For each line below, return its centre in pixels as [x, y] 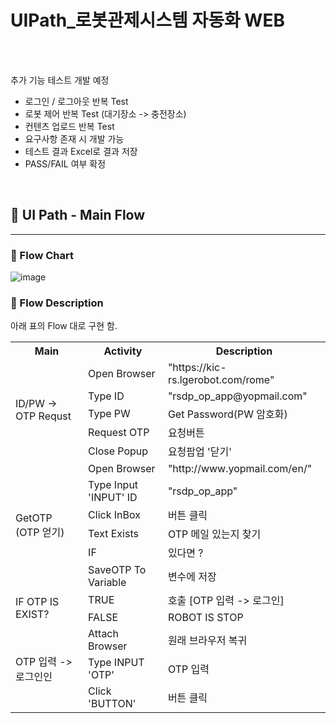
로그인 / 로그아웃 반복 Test [76, 101]
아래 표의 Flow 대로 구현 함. [64, 326]
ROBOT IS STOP [205, 618]
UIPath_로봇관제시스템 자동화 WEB [147, 20]
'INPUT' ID [113, 498]
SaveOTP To [117, 570]
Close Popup [118, 451]
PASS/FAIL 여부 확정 [65, 163]
